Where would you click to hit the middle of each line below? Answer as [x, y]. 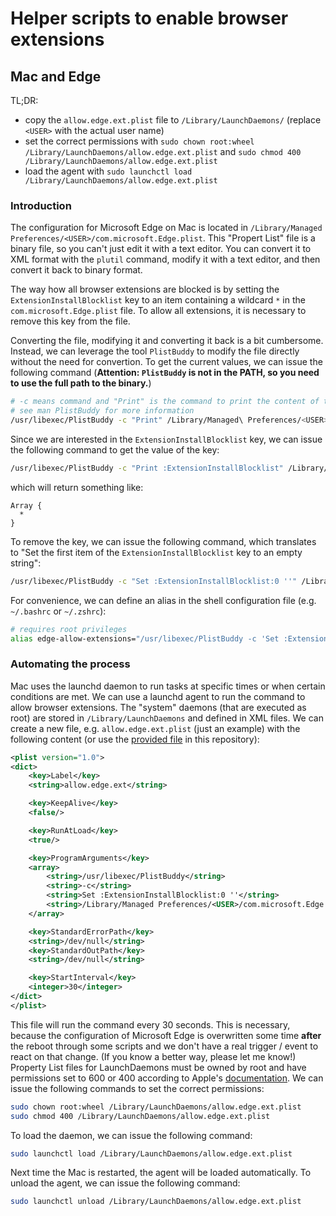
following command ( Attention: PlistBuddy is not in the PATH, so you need [165, 373]
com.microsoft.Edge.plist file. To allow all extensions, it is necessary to [158, 311]
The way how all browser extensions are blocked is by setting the [145, 289]
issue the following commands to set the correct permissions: [137, 1088]
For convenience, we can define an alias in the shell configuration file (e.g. [163, 600]
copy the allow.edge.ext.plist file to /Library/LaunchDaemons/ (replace [173, 120]
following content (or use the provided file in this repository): [135, 739]
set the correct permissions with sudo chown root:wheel [139, 141]
